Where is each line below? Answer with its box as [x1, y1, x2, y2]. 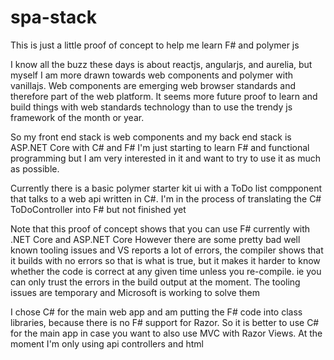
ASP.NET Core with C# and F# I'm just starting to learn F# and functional [10, 141, 310, 153]
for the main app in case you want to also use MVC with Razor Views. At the [10, 327, 323, 339]
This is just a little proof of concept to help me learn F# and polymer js [10, 39, 300, 51]
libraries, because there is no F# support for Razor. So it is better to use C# [10, 316, 320, 328]
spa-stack [10, 6, 98, 29]
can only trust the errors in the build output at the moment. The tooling [10, 276, 301, 288]
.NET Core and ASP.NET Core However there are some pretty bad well [10, 233, 301, 245]
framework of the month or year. [10, 111, 145, 123]
